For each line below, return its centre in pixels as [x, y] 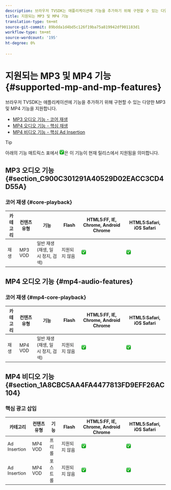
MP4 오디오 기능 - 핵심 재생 [40, 126]
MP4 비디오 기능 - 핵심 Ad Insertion [49, 132]
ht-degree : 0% [20, 43]
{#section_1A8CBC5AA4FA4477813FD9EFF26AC [85, 385]
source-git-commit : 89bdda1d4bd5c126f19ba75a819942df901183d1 [73, 27]
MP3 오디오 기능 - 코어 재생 [40, 119]
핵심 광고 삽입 [21, 408]
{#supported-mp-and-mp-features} [83, 87]
